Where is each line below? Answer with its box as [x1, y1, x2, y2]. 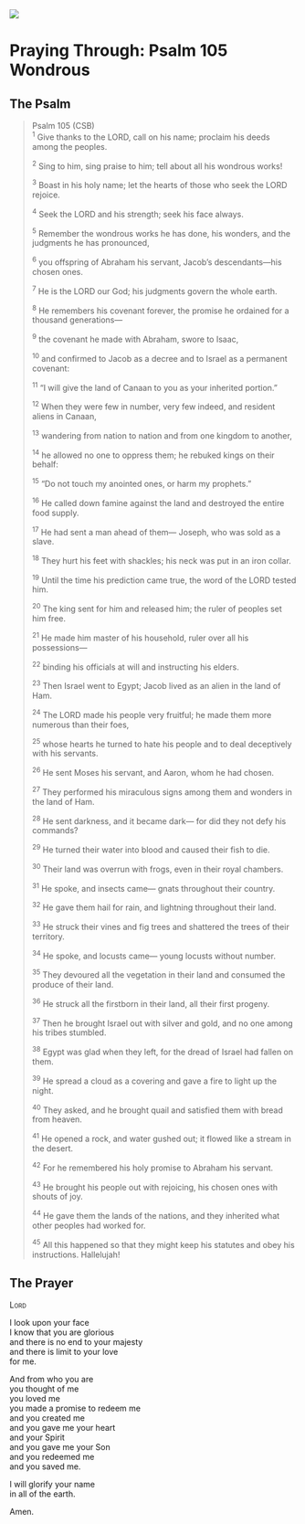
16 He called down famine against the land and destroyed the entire [31, 495, 285, 508]
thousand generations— [31, 314, 123, 325]
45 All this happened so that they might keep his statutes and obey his [31, 1237, 295, 1250]
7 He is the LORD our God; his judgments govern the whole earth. [31, 283, 278, 296]
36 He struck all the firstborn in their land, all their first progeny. [31, 996, 270, 1009]
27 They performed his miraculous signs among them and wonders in [31, 785, 292, 798]
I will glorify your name [9, 1479, 96, 1490]
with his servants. [31, 748, 99, 759]
